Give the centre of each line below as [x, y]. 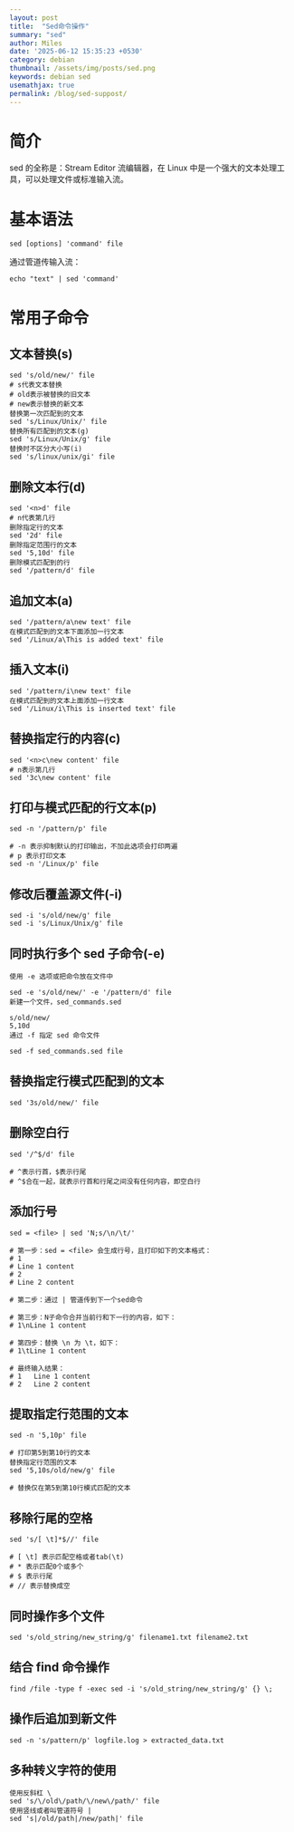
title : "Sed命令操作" [49, 26]
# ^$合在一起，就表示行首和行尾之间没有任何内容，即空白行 [105, 1181]
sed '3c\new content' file [60, 777]
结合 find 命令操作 [60, 1668]
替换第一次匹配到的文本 [47, 414]
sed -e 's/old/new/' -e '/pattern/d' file [90, 993]
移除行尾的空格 [51, 1518]
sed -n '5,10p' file [48, 1436]
